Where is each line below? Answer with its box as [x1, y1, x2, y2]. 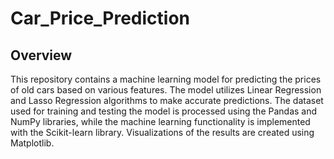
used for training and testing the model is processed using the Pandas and [10, 105, 318, 117]
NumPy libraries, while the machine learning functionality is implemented [10, 116, 311, 127]
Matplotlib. [10, 137, 55, 149]
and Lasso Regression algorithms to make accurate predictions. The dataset [10, 95, 324, 106]
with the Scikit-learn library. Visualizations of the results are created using [10, 127, 315, 138]
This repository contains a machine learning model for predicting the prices [10, 73, 322, 85]
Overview [10, 47, 73, 64]
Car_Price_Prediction [10, 7, 191, 30]
